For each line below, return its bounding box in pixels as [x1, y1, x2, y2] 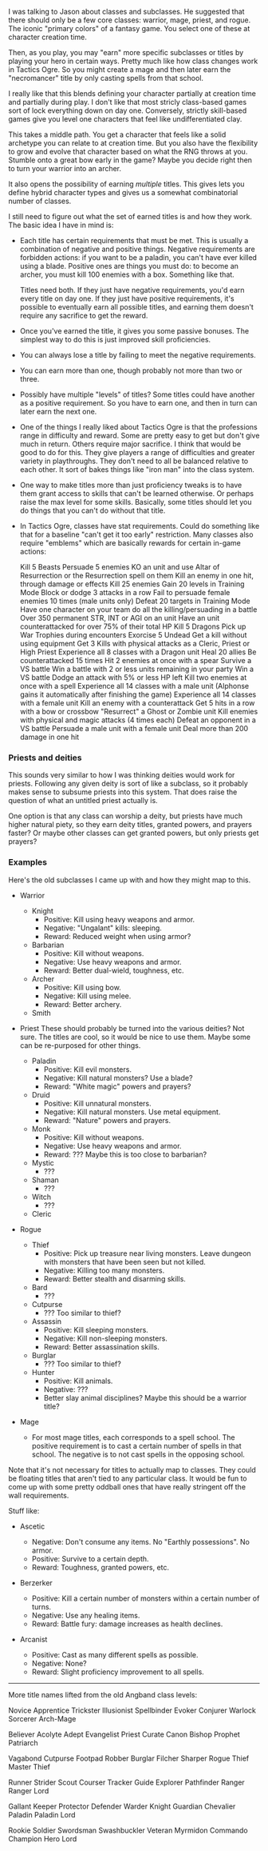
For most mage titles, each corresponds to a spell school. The [31, 1432, 235, 1442]
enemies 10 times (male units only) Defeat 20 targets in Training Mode [19, 596, 250, 606]
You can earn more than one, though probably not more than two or [19, 366, 243, 375]
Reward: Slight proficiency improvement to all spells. [31, 1667, 205, 1677]
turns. [31, 1601, 52, 1611]
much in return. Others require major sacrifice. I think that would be [19, 439, 242, 449]
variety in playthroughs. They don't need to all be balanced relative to [19, 456, 249, 466]
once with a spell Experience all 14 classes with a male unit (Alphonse [19, 682, 250, 690]
